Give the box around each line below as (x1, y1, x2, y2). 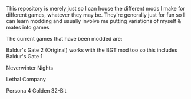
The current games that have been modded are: (6, 35, 123, 42)
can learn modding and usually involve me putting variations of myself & (6, 18, 182, 24)
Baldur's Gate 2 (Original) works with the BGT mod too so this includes (6, 47, 178, 54)
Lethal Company (6, 76, 46, 82)
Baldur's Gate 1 (6, 53, 43, 60)
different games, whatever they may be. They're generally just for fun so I (6, 11, 185, 18)
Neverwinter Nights (6, 64, 54, 71)
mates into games (6, 24, 50, 31)
